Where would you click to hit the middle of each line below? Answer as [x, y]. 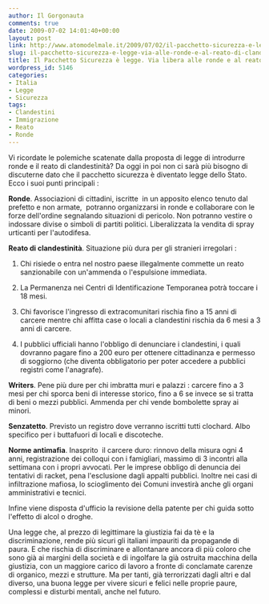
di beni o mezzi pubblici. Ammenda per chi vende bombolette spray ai [123, 402]
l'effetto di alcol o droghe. [51, 516]
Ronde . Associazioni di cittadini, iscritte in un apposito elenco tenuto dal [128, 198]
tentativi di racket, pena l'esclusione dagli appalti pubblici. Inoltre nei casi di [133, 475]
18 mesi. [34, 296]
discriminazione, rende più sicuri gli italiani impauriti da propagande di [124, 540]
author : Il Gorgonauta [46, 16]
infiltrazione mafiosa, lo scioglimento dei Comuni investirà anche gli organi [131, 484]
